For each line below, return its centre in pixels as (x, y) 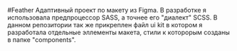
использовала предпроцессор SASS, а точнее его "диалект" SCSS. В (112, 17)
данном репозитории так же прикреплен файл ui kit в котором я (105, 25)
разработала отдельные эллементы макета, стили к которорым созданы (118, 32)
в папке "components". (42, 40)
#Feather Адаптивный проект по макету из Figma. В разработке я (107, 10)
